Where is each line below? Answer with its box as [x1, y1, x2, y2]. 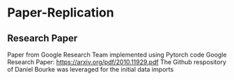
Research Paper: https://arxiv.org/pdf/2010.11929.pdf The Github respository [7, 58, 226, 66]
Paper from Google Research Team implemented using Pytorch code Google [7, 50, 227, 59]
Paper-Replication [7, 5, 114, 21]
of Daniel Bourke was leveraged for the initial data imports [7, 66, 174, 73]
